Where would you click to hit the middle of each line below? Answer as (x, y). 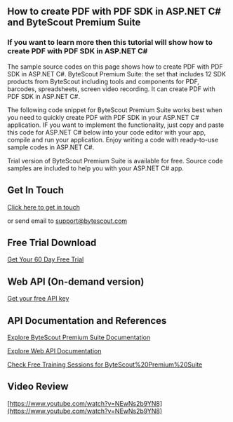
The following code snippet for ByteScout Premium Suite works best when (115, 110)
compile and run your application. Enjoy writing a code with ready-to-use (113, 139)
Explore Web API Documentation (54, 350)
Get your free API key (38, 299)
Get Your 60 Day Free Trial (46, 259)
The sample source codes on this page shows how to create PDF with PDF (115, 67)
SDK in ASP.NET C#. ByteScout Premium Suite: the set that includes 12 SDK (117, 74)
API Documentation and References (87, 321)
